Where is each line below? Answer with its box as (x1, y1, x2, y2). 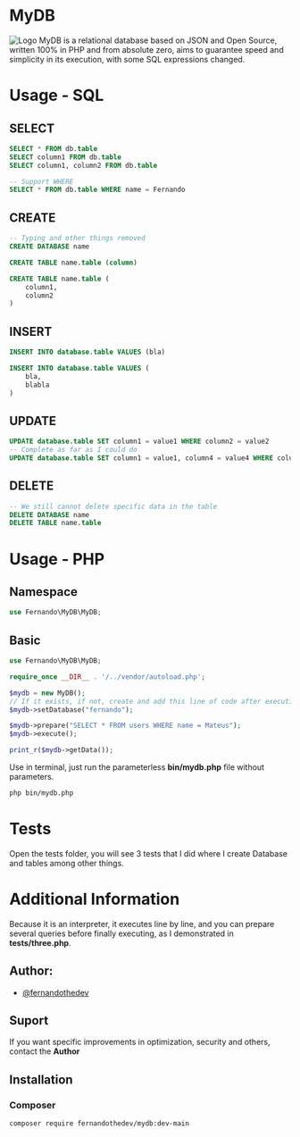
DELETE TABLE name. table (9, 519, 102, 528)
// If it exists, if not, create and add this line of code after (9, 697, 262, 706)
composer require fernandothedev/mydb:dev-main (9, 1119, 190, 1128)
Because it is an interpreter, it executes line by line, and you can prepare (9, 918, 275, 929)
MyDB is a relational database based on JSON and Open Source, (38, 35, 278, 46)
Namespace (9, 584, 79, 599)
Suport (9, 1013, 49, 1028)
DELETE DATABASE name (9, 510, 90, 519)
